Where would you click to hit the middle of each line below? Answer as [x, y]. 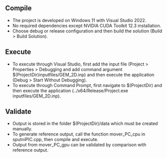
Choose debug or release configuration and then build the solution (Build [87, 31]
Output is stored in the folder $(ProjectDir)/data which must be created [85, 123]
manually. [22, 129]
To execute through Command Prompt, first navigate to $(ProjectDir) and [87, 85]
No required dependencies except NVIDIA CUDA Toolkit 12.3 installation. [87, 25]
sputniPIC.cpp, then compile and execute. [55, 139]
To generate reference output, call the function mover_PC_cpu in [79, 134]
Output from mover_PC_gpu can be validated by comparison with [79, 145]
